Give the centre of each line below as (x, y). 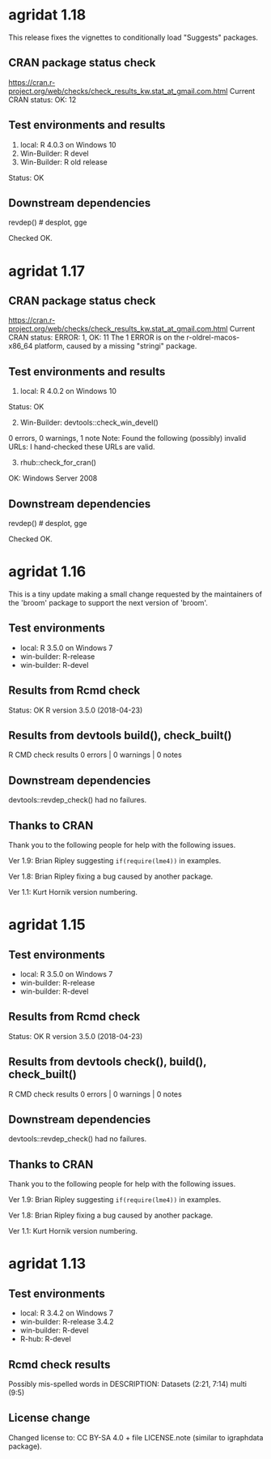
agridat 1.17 (47, 271)
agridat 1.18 (47, 15)
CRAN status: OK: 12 (42, 100)
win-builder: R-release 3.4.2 (67, 1322)
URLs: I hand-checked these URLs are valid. (82, 447)
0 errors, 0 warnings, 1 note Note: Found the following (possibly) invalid (127, 439)
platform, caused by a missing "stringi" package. (116, 346)
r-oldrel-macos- (213, 337)
